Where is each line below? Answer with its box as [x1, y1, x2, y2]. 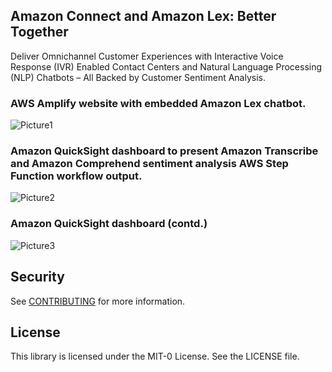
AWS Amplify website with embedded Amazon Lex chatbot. [10, 96, 307, 110]
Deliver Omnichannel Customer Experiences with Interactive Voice [10, 50, 284, 62]
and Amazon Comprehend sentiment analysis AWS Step [10, 157, 289, 171]
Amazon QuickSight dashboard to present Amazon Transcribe [10, 144, 319, 158]
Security [10, 269, 65, 286]
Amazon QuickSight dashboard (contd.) [10, 217, 208, 231]
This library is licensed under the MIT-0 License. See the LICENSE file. [10, 350, 300, 363]
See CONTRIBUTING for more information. [10, 295, 186, 307]
